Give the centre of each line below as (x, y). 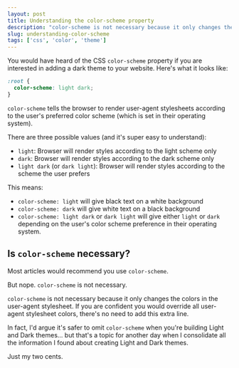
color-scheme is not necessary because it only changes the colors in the (113, 298)
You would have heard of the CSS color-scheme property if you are (105, 61)
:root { (19, 82)
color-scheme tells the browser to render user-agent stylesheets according (116, 108)
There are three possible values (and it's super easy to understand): (107, 137)
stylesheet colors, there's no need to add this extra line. (107, 313)
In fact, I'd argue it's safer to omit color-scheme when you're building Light (116, 327)
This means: (26, 187)
